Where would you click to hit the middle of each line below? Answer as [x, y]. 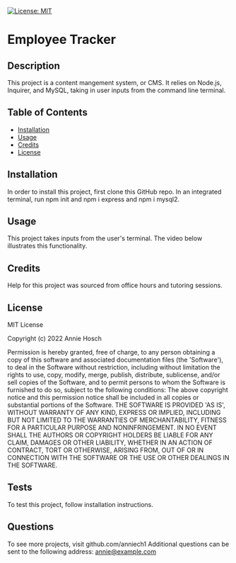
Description [34, 66]
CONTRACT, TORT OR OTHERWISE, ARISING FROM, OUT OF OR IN [106, 450]
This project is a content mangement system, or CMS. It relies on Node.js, [115, 83]
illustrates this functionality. [47, 246]
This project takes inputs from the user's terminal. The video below [105, 238]
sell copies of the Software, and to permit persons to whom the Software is [117, 382]
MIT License [25, 325]
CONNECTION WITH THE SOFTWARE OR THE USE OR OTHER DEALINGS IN [118, 458]
